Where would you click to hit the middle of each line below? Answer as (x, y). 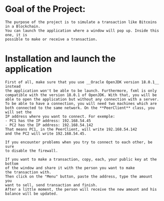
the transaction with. (28, 172)
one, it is (16, 35)
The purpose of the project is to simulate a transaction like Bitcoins (81, 22)
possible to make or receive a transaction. (51, 39)
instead (13, 86)
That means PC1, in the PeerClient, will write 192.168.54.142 (71, 129)
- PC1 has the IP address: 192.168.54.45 (48, 121)
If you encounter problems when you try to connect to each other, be (79, 142)
